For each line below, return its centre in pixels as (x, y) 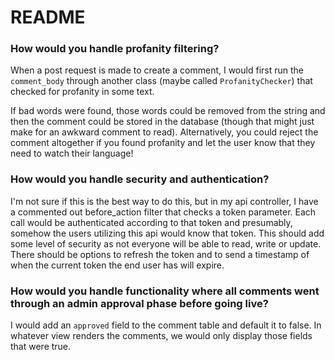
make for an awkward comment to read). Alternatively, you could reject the (164, 132)
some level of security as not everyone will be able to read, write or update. (166, 243)
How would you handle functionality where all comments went (165, 291)
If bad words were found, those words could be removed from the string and (168, 111)
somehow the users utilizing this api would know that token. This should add (167, 233)
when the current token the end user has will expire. (117, 265)
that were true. (41, 347)
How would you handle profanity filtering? (115, 49)
